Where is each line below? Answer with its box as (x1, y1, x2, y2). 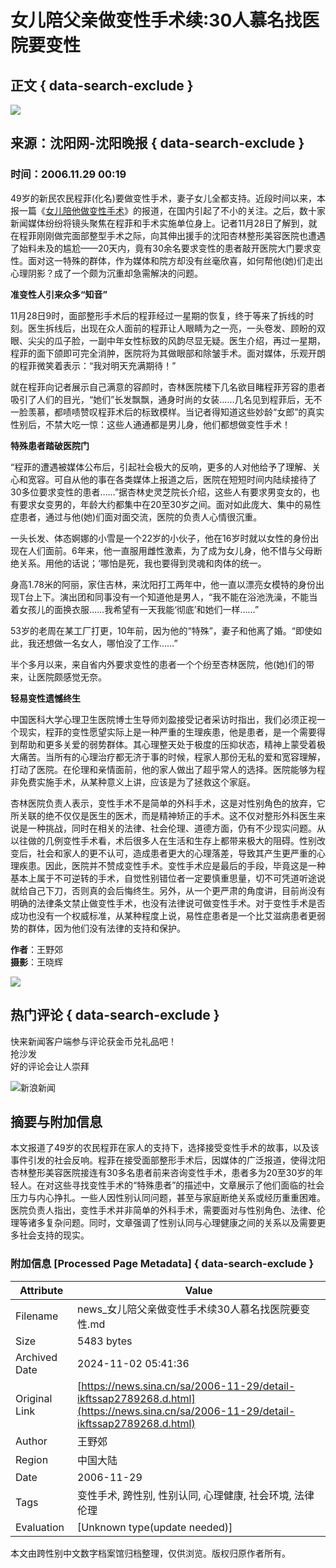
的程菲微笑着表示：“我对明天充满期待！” (10, 359, 177, 371)
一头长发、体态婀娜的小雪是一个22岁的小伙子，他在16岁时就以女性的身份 (10, 532, 311, 544)
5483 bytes (77, 1334, 133, 1348)
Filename (15, 1309, 59, 1323)
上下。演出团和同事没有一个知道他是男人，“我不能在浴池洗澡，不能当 (33, 591, 318, 603)
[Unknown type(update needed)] (77, 1520, 233, 1534)
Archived (15, 1350, 58, 1364)
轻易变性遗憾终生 (10, 692, 81, 704)
